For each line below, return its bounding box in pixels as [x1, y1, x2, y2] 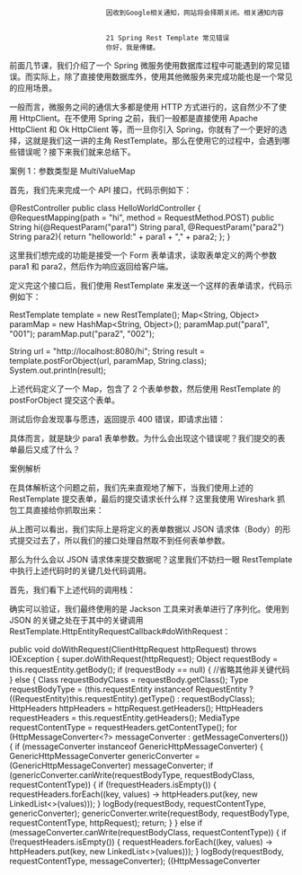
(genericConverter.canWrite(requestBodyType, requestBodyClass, [9, 770, 255, 780]
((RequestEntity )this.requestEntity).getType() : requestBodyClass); [9, 694, 255, 703]
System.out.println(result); [9, 365, 106, 376]
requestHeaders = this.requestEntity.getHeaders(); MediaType [9, 712, 241, 723]
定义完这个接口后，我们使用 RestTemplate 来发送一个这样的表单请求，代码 [9, 280, 285, 290]
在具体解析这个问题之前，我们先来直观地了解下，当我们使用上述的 [9, 482, 253, 492]
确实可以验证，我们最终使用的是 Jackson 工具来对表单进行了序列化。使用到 [9, 604, 289, 614]
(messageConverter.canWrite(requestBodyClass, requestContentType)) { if [9, 827, 288, 837]
